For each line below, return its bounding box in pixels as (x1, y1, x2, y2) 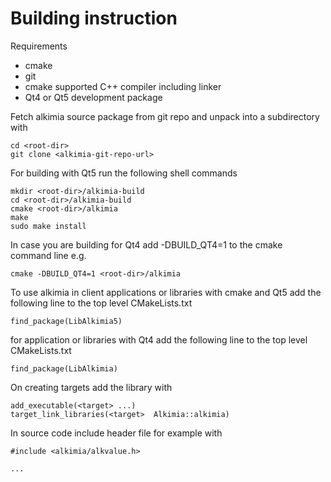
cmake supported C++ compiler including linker (24, 80, 222, 92)
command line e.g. (10, 249, 87, 261)
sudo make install (10, 221, 87, 231)
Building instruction (10, 7, 178, 30)
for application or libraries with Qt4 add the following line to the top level (10, 333, 308, 346)
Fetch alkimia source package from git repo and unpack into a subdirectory (10, 110, 320, 122)
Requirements (10, 40, 68, 52)
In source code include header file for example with (10, 427, 223, 439)
